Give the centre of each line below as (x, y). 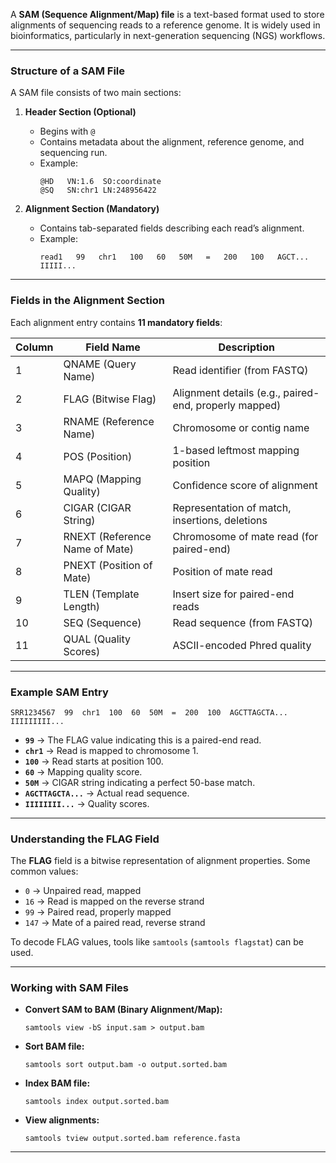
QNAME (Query (100, 364)
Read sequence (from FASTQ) (243, 622)
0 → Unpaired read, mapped (83, 891)
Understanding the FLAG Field (85, 839)
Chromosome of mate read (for (245, 536)
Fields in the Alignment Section (87, 301)
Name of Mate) (99, 549)
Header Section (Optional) (80, 112)
